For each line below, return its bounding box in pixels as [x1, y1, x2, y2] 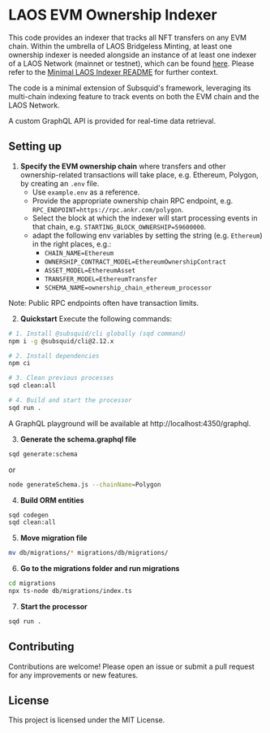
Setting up [8, 140, 62, 154]
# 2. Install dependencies [8, 351, 100, 360]
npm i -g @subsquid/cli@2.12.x [8, 337, 114, 345]
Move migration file [19, 533, 88, 543]
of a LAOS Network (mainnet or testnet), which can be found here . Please [8, 59, 255, 68]
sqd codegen [8, 511, 49, 519]
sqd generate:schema [8, 450, 79, 458]
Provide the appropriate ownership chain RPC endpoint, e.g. [32, 195, 234, 205]
